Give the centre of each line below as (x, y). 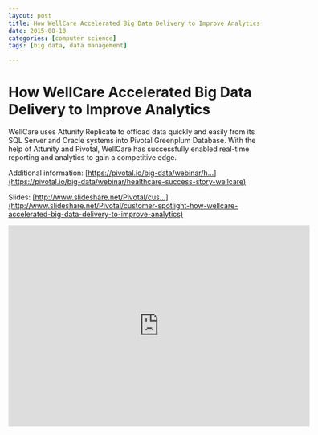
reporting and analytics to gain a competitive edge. (93, 158)
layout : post (30, 16)
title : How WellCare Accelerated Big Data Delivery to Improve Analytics (135, 23)
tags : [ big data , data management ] (68, 46)
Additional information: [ (48, 173)
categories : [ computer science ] (62, 38)
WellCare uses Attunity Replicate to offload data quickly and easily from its (132, 132)
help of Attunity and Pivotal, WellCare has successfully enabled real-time (129, 149)
